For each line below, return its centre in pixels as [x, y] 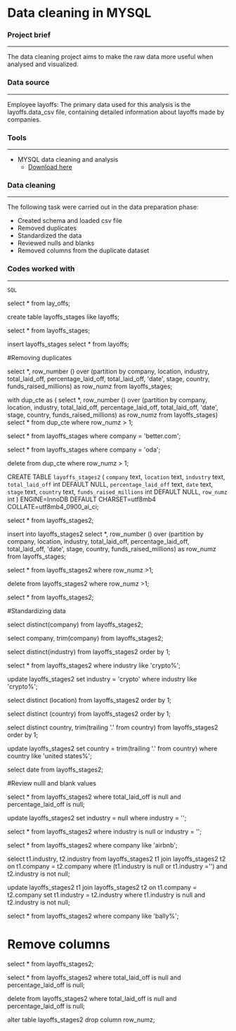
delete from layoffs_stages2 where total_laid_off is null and [92, 998]
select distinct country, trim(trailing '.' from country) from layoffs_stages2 [113, 727]
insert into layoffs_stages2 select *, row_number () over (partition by [105, 534]
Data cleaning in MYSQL [79, 13]
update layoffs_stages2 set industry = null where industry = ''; [97, 818]
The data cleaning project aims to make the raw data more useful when [110, 57]
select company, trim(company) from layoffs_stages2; [85, 638]
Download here [50, 167]
